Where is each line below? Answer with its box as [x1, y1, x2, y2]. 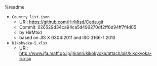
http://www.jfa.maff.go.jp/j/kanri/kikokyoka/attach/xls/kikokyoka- [19, 50, 152, 56]
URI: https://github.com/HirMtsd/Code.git [19, 19, 104, 25]
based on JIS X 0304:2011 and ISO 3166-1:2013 [19, 34, 116, 40]
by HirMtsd [19, 30, 42, 35]
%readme [4, 4, 25, 10]
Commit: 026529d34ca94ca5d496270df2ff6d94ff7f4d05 [19, 24, 137, 30]
